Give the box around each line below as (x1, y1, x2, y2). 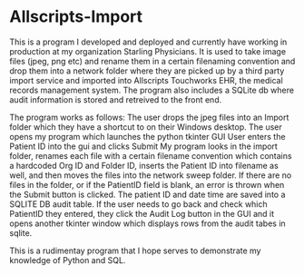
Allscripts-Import (9, 6, 143, 27)
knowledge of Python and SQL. (9, 254, 126, 265)
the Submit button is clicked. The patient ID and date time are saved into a (9, 189, 286, 200)
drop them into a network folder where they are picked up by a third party (9, 65, 285, 76)
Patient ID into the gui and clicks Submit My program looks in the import (9, 141, 279, 152)
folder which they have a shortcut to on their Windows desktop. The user (9, 121, 283, 133)
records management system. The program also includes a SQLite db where (9, 84, 295, 95)
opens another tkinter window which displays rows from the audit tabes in (9, 218, 286, 229)
